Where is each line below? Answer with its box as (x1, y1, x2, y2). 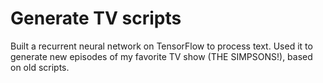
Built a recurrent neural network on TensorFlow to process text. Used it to (10, 40, 313, 52)
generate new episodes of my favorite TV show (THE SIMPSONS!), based (10, 50, 313, 62)
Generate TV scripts (10, 7, 182, 30)
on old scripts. (10, 61, 70, 73)
